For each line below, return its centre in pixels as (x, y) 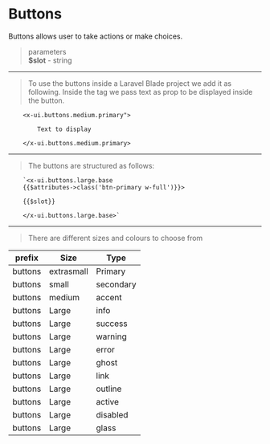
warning (111, 336)
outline (109, 389)
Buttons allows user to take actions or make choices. (96, 36)
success (112, 324)
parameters (47, 51)
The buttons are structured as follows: (91, 165)
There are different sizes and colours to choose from (115, 238)
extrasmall (69, 271)
